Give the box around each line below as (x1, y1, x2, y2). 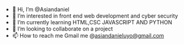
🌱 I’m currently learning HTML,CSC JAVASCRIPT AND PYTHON (12, 19, 172, 26)
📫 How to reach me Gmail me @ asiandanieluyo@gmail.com (12, 32, 164, 39)
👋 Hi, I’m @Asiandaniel (12, 6, 69, 13)
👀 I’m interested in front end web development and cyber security (12, 12, 178, 19)
